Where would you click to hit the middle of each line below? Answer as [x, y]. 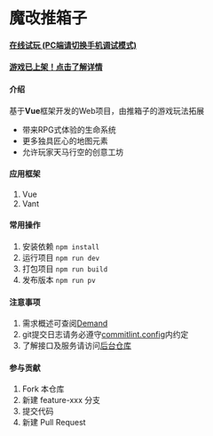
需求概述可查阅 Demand [65, 323]
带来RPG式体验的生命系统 [69, 129]
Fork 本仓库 [43, 389]
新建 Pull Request [54, 423]
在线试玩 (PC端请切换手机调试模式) [73, 44]
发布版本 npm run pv [59, 279]
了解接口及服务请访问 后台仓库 [76, 346]
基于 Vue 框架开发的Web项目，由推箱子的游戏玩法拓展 [107, 110]
